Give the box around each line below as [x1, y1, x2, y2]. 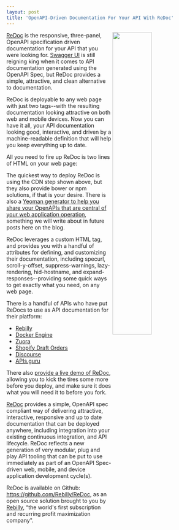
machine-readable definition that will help [6, 134, 112, 142]
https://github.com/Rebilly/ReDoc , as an [6, 490, 107, 497]
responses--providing [6, 274, 62, 282]
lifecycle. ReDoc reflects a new [6, 439, 85, 447]
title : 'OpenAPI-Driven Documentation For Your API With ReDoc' [6, 15, 174, 21]
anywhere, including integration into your [6, 426, 110, 434]
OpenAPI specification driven [6, 38, 81, 45]
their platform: [6, 312, 42, 320]
